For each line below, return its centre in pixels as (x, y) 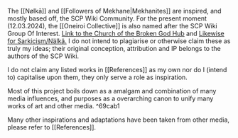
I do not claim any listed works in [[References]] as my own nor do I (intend (117, 70)
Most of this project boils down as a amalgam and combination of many (112, 91)
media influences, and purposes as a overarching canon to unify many (110, 98)
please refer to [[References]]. (52, 127)
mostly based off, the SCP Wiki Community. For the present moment (107, 18)
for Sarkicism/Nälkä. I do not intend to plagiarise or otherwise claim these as (119, 41)
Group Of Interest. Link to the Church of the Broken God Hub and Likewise (116, 33)
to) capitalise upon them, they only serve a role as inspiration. (98, 77)
